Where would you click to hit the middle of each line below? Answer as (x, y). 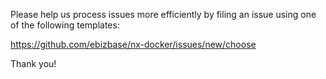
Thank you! (33, 63)
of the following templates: (65, 25)
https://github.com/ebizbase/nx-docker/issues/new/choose (133, 44)
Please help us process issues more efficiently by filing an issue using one (163, 14)
